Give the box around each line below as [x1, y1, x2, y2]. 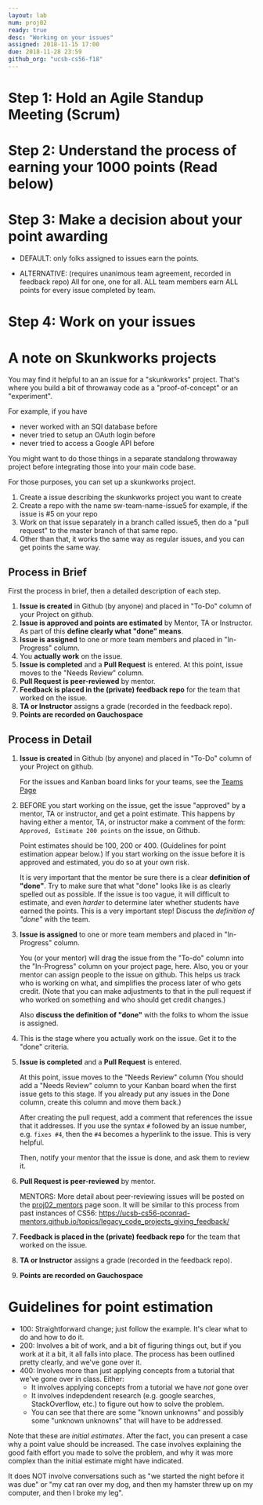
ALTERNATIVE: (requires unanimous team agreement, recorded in [19, 268, 232, 279]
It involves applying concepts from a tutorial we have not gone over [31, 1383, 249, 1392]
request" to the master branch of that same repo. [19, 526, 178, 535]
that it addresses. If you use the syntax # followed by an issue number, [19, 1120, 247, 1131]
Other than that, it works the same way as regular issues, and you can [19, 535, 245, 544]
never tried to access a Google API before [19, 439, 155, 448]
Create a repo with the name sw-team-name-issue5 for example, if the [19, 501, 248, 510]
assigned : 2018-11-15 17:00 [8, 41, 100, 49]
